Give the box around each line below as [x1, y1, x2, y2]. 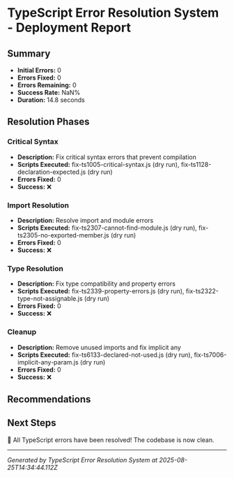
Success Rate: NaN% [17, 89, 81, 96]
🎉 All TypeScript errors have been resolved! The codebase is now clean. [7, 435, 214, 444]
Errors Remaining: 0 [17, 81, 77, 89]
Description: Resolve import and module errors [17, 216, 154, 224]
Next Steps [7, 417, 56, 429]
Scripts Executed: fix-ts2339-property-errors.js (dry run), [17, 287, 185, 295]
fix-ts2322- [185, 287, 219, 295]
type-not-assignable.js [17, 295, 83, 303]
